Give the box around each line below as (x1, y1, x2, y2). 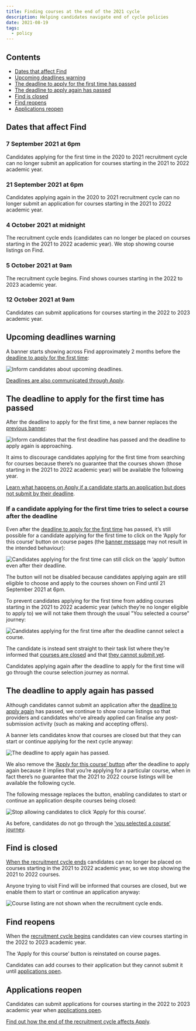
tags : (6, 25, 19, 31)
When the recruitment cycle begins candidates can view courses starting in (6, 932, 188, 940)
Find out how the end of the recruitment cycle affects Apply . (6, 1017, 151, 1025)
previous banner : (6, 425, 47, 432)
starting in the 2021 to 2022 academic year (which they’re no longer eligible (6, 603, 188, 610)
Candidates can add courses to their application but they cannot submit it (6, 962, 183, 969)
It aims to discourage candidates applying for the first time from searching (6, 454, 185, 461)
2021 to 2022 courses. (6, 871, 60, 878)
